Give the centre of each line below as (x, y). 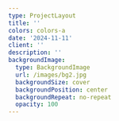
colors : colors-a (37, 30)
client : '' (26, 45)
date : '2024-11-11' (40, 38)
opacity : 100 (37, 104)
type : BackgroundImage (53, 68)
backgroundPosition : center (62, 90)
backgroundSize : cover (53, 82)
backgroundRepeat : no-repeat (63, 97)
